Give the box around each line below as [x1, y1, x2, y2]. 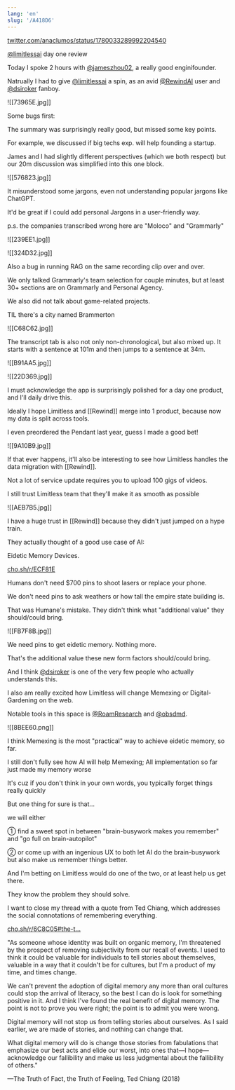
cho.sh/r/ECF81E [7, 565, 55, 573]
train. [7, 524, 22, 533]
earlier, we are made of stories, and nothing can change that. [7, 1025, 184, 1033]
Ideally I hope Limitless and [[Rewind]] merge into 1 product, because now [7, 407, 222, 415]
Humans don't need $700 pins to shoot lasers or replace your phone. [7, 578, 207, 587]
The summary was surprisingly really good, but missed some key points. [7, 125, 217, 133]
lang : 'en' [7, 10, 39, 18]
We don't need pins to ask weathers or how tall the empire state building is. [7, 592, 225, 600]
